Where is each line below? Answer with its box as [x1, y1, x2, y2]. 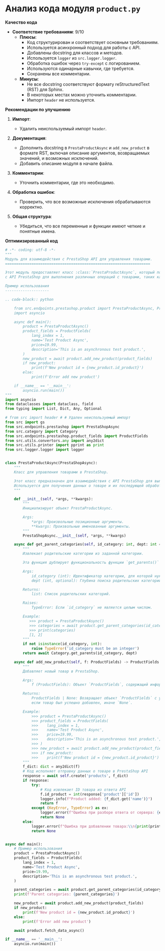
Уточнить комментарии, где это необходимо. [19, 180, 115, 185]
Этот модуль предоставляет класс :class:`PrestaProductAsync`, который [5, 270, 155, 275]
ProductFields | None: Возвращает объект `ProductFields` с [31, 696, 157, 701]
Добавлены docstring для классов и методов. [27, 50, 123, 56]
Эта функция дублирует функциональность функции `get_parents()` [23, 560, 160, 565]
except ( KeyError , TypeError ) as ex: [31, 805, 109, 810]
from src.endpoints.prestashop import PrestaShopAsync [5, 424, 120, 429]
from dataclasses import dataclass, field [5, 402, 93, 407]
